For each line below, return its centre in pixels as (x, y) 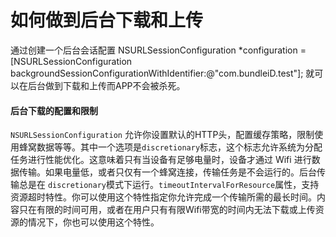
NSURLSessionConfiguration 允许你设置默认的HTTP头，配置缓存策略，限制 (162, 135)
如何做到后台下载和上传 (107, 20)
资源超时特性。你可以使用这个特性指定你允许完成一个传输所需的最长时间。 (163, 197)
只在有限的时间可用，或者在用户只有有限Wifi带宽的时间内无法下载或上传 (167, 210)
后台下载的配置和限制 (54, 110)
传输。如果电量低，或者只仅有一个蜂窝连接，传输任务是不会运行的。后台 (167, 172)
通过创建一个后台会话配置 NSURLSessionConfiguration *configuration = (158, 50)
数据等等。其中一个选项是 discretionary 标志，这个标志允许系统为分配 (179, 147)
